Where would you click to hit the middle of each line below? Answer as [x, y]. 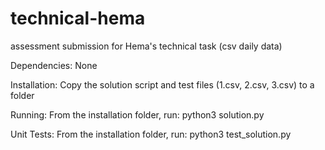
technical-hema [78, 18]
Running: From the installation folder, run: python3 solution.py [137, 114]
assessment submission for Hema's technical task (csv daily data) [146, 46]
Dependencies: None [54, 65]
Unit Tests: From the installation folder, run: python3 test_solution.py [151, 134]
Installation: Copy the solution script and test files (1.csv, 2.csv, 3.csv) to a [162, 84]
